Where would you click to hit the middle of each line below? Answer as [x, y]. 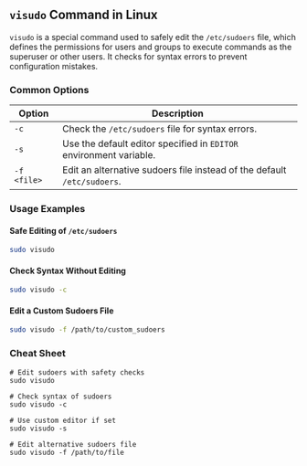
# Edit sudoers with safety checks [77, 372]
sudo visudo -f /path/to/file [67, 452]
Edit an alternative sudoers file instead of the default [175, 170]
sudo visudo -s [38, 429]
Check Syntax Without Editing [68, 270]
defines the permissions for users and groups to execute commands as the [151, 47]
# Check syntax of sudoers [61, 397]
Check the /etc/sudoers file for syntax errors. [160, 129]
